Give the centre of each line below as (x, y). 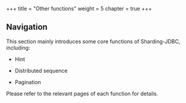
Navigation (27, 27)
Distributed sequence (41, 70)
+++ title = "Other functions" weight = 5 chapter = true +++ (79, 9)
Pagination (28, 82)
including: (18, 47)
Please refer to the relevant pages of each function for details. (82, 94)
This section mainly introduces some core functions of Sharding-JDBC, (93, 41)
